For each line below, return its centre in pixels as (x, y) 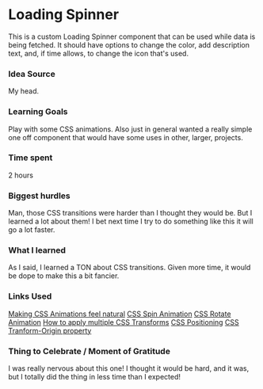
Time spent (30, 158)
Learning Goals (38, 112)
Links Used (30, 296)
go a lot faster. (32, 230)
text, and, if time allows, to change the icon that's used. (98, 53)
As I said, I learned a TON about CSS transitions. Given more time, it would (130, 268)
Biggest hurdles (39, 196)
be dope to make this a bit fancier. (64, 276)
